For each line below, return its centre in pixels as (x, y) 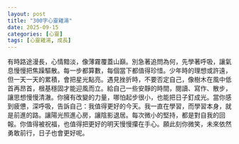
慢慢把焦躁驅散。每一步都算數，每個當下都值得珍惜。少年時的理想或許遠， (122, 71)
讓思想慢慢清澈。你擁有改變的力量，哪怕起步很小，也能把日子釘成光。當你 (116, 98)
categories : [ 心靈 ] (35, 34)
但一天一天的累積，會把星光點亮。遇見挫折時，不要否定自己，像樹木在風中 (116, 80)
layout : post (27, 14)
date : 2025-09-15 (33, 27)
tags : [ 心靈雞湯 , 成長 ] (39, 41)
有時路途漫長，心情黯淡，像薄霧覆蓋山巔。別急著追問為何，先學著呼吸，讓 (116, 62)
